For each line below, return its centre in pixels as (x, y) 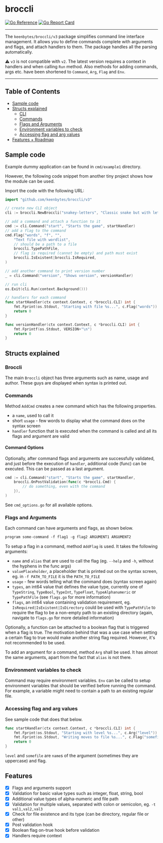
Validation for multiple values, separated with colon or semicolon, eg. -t (84, 805)
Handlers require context (37, 836)
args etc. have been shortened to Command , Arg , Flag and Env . (65, 72)
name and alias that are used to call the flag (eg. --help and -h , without (83, 561)
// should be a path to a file (45, 244)
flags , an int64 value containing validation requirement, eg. (71, 603)
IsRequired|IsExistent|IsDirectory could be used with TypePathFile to (84, 607)
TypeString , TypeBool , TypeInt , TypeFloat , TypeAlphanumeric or (74, 592)
